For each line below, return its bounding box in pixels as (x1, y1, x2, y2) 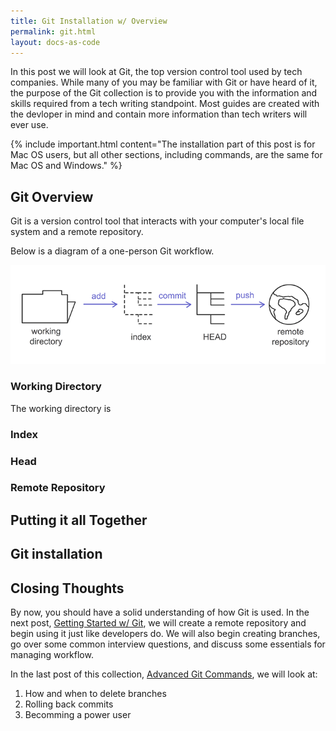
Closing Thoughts (10, 580, 125, 597)
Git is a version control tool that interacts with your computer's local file (10, 215, 305, 227)
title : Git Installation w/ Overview (10, 16, 168, 26)
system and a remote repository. (10, 226, 144, 238)
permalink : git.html (10, 26, 97, 37)
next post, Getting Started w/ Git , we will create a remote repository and (10, 617, 307, 629)
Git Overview (10, 188, 94, 205)
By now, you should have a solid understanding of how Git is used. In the (10, 606, 310, 619)
